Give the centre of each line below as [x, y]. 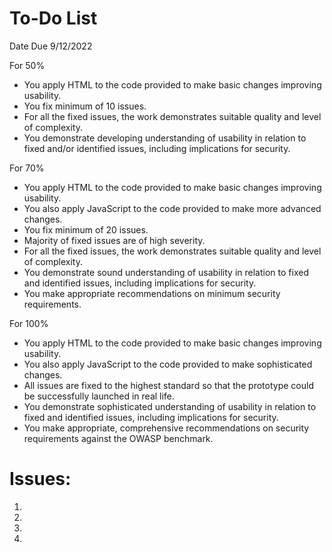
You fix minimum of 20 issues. [86, 229]
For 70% [27, 168]
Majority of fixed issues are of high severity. [114, 240]
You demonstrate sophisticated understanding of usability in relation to [170, 406]
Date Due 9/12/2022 [51, 46]
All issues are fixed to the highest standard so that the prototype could [168, 385]
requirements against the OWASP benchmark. [118, 438]
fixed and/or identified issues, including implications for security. [157, 148]
